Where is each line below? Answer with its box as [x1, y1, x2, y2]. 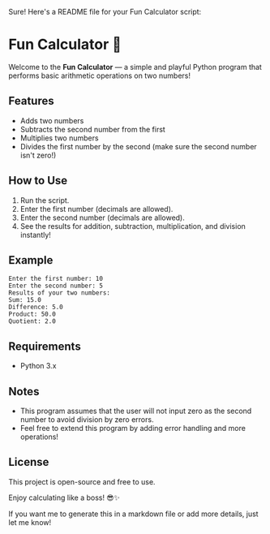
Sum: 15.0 [8, 296, 42, 304]
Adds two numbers [19, 115, 84, 125]
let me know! [8, 517, 52, 527]
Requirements [8, 339, 81, 353]
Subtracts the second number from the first [19, 124, 166, 134]
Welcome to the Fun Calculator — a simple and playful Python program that [8, 62, 262, 71]
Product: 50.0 [8, 310, 57, 319]
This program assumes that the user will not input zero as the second [19, 406, 252, 416]
